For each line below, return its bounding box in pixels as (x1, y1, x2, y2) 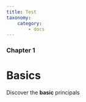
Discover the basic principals (6, 89, 81, 97)
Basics (6, 68, 41, 82)
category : (17, 20, 43, 26)
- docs (28, 26, 45, 32)
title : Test (6, 9, 37, 15)
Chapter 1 (6, 46, 35, 55)
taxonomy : (6, 15, 32, 21)
